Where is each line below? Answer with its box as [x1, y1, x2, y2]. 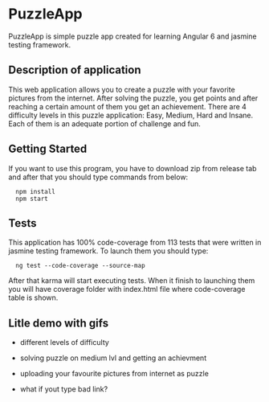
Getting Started [8, 142, 88, 156]
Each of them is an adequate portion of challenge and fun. [8, 118, 201, 129]
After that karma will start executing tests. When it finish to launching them [8, 276, 255, 285]
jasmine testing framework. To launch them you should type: [8, 246, 209, 256]
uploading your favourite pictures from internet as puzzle [19, 369, 209, 379]
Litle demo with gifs [8, 316, 109, 330]
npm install [15, 187, 56, 195]
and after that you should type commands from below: [8, 172, 189, 182]
